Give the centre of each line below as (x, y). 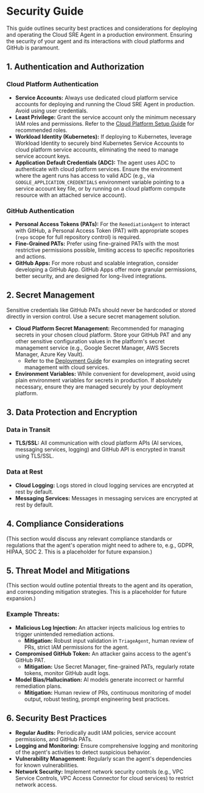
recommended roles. (41, 130)
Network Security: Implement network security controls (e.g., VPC (99, 772)
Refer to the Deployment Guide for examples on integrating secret (107, 360)
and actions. (31, 256)
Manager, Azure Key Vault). (49, 354)
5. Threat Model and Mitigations (68, 570)
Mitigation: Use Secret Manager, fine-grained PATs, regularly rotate (109, 667)
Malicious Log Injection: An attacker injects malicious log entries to (100, 627)
